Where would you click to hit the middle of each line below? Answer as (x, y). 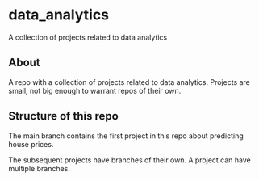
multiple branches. (40, 168)
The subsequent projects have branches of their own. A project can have (130, 160)
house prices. (31, 144)
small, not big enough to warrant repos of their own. (95, 90)
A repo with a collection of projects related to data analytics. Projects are (129, 82)
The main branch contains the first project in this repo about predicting (126, 136)
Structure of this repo (63, 116)
